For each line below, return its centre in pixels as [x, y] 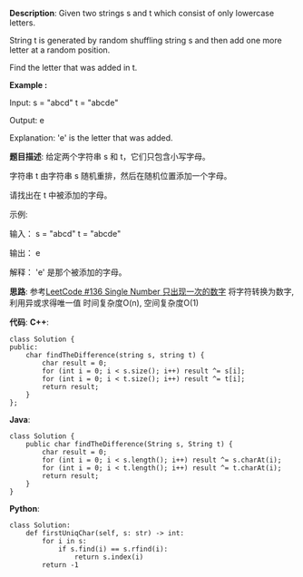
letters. [23, 23]
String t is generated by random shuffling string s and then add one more [146, 40]
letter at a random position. [60, 50]
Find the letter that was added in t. [73, 68]
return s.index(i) [109, 557]
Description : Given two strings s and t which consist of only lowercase [142, 13]
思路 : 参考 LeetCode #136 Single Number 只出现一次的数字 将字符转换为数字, [152, 291]
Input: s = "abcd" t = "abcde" [64, 103]
